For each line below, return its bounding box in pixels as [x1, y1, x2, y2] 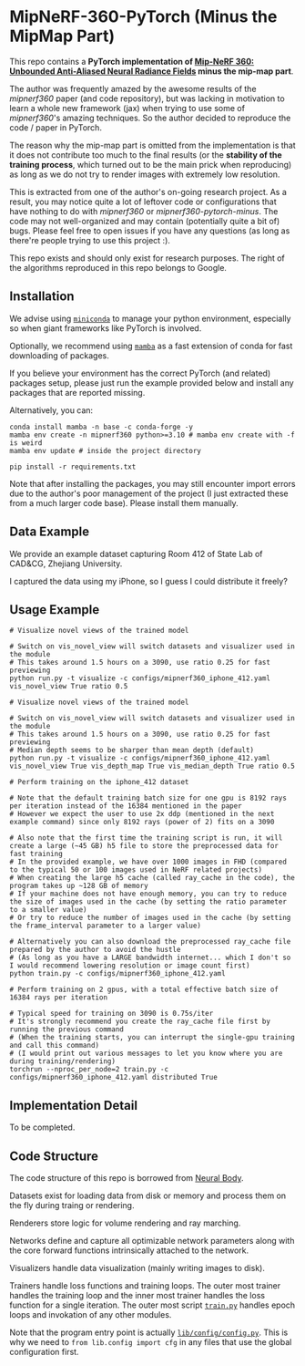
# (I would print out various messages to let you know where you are [9, 1049, 283, 1059]
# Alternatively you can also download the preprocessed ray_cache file [9, 937, 291, 947]
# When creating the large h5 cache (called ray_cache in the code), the [9, 874, 296, 883]
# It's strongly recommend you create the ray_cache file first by [9, 1017, 271, 1027]
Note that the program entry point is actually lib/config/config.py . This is [9, 1327, 289, 1338]
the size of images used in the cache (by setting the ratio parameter [9, 897, 287, 906]
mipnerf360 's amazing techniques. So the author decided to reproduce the [9, 112, 291, 123]
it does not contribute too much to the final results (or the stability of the [9, 149, 282, 160]
